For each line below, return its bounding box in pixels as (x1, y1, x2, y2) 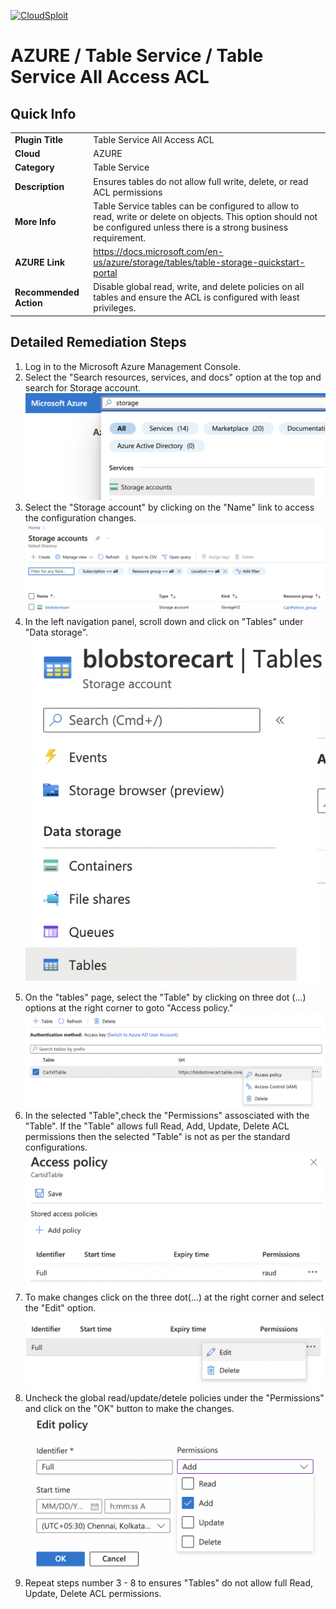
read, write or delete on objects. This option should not (93, 210, 318, 222)
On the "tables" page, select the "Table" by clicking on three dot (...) (24, 991, 307, 1004)
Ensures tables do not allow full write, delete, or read (93, 175, 309, 187)
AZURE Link (14, 256, 66, 268)
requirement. (93, 231, 146, 244)
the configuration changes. (24, 512, 137, 524)
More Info (14, 216, 57, 228)
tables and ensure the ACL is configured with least (93, 291, 300, 304)
